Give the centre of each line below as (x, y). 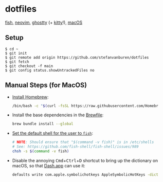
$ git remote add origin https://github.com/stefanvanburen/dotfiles (77, 57)
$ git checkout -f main (29, 66)
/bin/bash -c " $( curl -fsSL (41, 106)
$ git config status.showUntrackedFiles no (50, 70)
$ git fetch (17, 62)
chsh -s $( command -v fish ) (41, 151)
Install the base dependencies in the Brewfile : (58, 115)
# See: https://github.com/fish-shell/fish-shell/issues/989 (75, 147)
